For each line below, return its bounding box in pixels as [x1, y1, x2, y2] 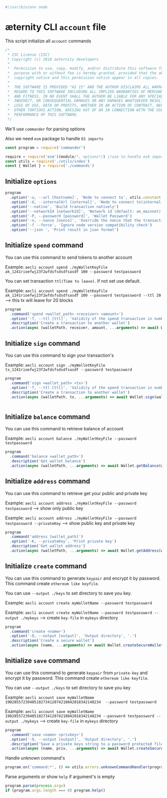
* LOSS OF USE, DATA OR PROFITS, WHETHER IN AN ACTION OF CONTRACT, [7, 103, 155, 108]
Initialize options [5, 177, 57, 186]
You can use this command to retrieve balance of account [5, 426, 124, 432]
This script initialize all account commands [5, 38, 91, 44]
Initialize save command [5, 657, 81, 665]
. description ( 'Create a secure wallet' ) [9, 638, 94, 643]
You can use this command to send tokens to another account [5, 254, 133, 260]
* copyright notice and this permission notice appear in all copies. [7, 75, 159, 81]
